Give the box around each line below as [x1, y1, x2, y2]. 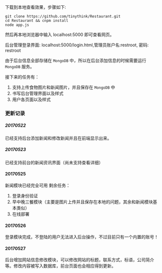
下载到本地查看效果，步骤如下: [5, 4, 67, 10]
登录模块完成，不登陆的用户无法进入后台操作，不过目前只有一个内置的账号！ [5, 234, 159, 240]
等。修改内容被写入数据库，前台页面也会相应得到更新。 [5, 263, 116, 269]
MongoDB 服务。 [5, 64, 35, 69]
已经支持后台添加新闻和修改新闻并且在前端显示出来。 [5, 135, 112, 141]
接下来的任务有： [5, 74, 39, 79]
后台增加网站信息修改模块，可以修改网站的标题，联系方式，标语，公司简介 [5, 257, 154, 263]
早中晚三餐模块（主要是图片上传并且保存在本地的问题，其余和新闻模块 [12, 199, 153, 205]
